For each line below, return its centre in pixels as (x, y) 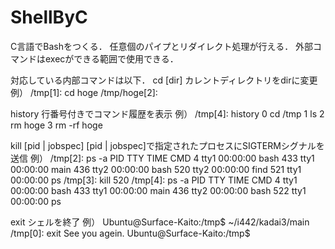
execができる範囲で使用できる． (111, 58)
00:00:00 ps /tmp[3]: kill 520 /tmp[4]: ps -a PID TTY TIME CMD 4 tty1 (154, 180)
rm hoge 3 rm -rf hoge (56, 125)
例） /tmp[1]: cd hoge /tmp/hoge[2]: (84, 92)
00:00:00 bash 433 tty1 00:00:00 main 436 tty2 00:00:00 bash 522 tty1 (158, 190)
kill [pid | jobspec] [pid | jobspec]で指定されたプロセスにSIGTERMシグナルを (167, 145)
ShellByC (49, 17)
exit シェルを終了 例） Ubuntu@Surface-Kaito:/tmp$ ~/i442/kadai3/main (160, 222)
